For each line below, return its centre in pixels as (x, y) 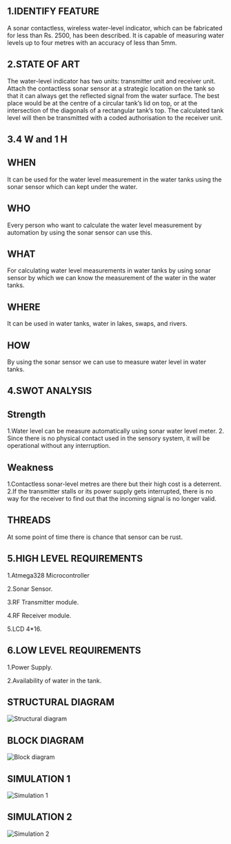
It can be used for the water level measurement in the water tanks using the (114, 179)
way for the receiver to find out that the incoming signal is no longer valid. (112, 499)
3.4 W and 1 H (37, 140)
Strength (27, 414)
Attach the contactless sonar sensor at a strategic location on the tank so (111, 88)
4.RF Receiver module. (39, 615)
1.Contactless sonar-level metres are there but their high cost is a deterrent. (114, 484)
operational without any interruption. (59, 446)
